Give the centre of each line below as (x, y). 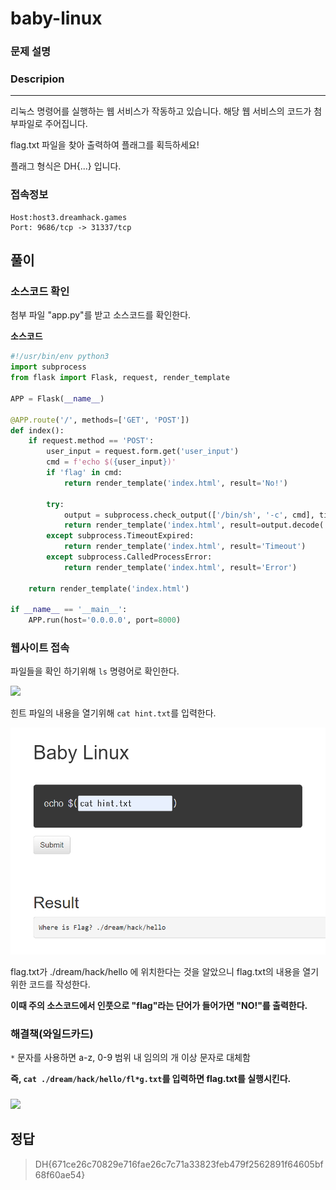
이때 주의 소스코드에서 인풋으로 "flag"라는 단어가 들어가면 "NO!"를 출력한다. (159, 1005)
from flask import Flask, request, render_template (120, 378)
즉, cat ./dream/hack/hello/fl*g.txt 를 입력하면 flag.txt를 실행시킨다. (151, 1079)
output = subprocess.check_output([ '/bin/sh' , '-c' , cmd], (189, 515)
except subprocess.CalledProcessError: (129, 557)
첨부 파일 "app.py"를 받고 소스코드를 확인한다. (101, 315)
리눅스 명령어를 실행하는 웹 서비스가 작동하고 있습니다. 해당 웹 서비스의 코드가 (161, 111)
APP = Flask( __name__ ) (57, 398)
